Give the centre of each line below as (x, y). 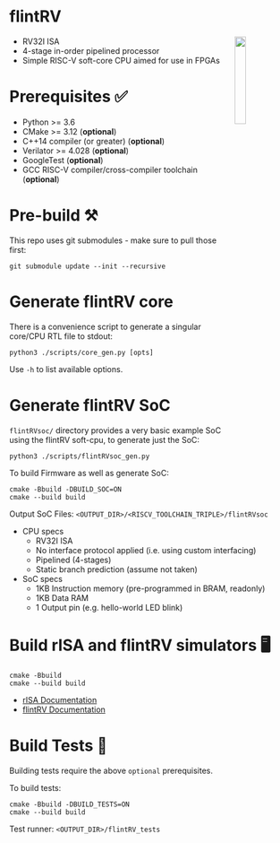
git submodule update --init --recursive (88, 266)
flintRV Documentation (64, 709)
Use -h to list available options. (66, 369)
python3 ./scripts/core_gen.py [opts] (81, 352)
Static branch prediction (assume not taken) (117, 569)
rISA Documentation (59, 700)
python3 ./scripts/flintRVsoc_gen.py (80, 456)
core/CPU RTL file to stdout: (61, 336)
